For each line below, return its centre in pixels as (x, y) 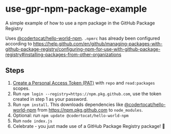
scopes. (21, 88)
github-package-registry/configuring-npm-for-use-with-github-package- (83, 49)
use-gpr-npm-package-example (76, 9)
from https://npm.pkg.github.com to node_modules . (90, 110)
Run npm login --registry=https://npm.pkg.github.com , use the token (87, 93)
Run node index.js (33, 121)
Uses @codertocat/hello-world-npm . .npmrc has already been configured (83, 38)
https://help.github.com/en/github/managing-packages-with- (98, 43)
